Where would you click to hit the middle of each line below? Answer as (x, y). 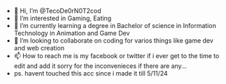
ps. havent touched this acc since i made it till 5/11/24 (91, 73)
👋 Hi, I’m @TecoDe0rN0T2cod (57, 11)
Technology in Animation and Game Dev (72, 33)
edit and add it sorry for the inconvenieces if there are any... (100, 66)
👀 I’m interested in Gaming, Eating (63, 18)
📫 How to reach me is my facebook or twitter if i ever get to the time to (116, 56)
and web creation (39, 48)
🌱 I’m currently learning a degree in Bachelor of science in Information (115, 26)
